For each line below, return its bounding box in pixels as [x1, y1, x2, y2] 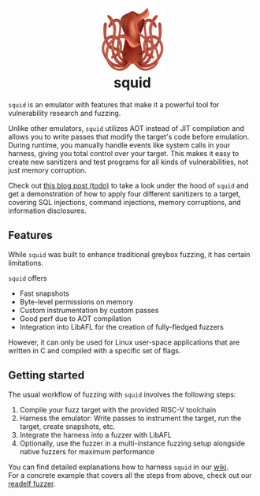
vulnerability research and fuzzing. [8, 108, 121, 117]
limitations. [8, 258, 44, 267]
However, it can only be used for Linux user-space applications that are [8, 338, 240, 347]
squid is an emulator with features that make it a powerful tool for [8, 99, 220, 109]
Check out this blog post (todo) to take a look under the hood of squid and [8, 181, 249, 190]
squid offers [8, 273, 47, 282]
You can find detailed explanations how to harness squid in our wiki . [8, 462, 229, 472]
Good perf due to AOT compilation [19, 314, 132, 323]
